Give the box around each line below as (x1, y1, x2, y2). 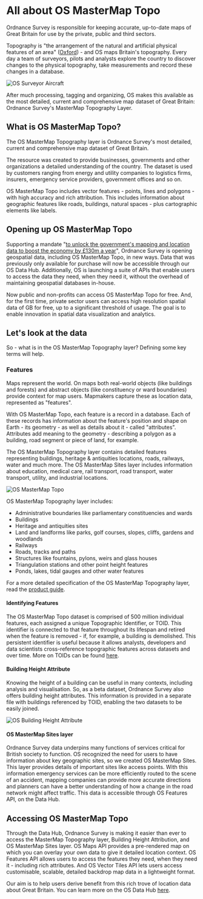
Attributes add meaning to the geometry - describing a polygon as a (6, 429, 176, 437)
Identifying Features (6, 600, 59, 607)
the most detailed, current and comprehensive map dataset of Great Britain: (6, 98, 195, 105)
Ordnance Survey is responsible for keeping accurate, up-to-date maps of (6, 24, 192, 31)
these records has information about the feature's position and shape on (6, 417, 187, 424)
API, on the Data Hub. (6, 796, 61, 803)
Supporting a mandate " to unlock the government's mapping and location (6, 241, 190, 248)
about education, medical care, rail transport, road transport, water (6, 467, 173, 474)
